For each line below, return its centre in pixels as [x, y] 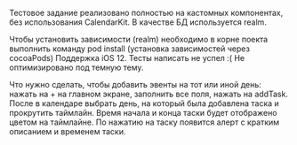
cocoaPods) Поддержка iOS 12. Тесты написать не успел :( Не [127, 58]
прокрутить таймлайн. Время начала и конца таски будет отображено [143, 113]
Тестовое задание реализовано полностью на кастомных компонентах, [146, 13]
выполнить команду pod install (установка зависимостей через [130, 49]
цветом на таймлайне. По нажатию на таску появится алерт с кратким [144, 122]
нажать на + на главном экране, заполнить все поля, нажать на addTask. [149, 94]
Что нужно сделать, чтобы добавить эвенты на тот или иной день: [136, 84]
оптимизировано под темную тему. [76, 67]
